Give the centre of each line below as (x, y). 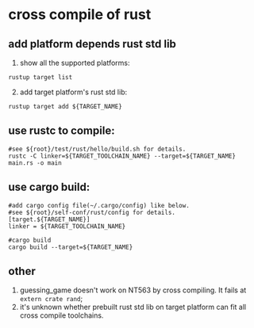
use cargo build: (49, 187)
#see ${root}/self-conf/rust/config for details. (92, 212)
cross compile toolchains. (62, 315)
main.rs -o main (35, 163)
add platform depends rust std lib (92, 44)
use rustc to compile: (62, 131)
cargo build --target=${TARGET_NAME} (71, 247)
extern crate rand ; (51, 299)
